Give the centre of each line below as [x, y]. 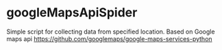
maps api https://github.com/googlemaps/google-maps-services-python [110, 38]
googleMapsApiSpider [72, 13]
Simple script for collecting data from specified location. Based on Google [111, 32]
